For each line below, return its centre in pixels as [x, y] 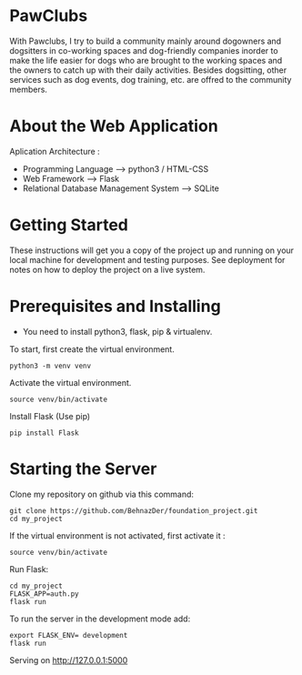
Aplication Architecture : [55, 151]
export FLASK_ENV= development [69, 635]
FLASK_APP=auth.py [44, 594]
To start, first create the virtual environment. [92, 349]
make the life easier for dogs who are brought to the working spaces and [146, 60]
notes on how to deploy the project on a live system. [107, 269]
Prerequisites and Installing [115, 307]
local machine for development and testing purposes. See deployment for [147, 259]
